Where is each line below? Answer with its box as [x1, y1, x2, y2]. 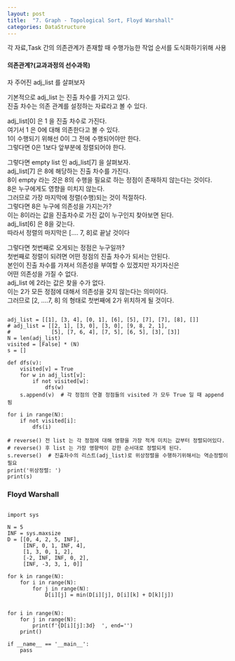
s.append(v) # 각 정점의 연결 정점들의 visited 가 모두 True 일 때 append [20, 391, 224, 398]
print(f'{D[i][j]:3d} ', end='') [32, 622, 133, 629]
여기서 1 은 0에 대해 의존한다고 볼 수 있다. [7, 125, 121, 134]
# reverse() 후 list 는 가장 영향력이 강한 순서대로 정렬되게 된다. [7, 444, 182, 451]
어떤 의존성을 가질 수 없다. [7, 269, 79, 278]
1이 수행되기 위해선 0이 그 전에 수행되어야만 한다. [7, 134, 141, 143]
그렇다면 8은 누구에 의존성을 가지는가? [7, 202, 112, 210]
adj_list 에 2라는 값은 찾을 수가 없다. [7, 278, 106, 287]
